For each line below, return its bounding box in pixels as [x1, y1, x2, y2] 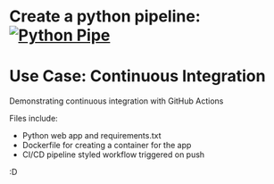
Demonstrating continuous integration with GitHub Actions [9, 96, 224, 106]
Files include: [9, 113, 58, 124]
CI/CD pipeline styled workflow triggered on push [21, 149, 205, 160]
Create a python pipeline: [9, 6, 201, 27]
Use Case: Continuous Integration [9, 66, 266, 87]
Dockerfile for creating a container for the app [21, 140, 192, 151]
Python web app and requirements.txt [21, 130, 162, 141]
